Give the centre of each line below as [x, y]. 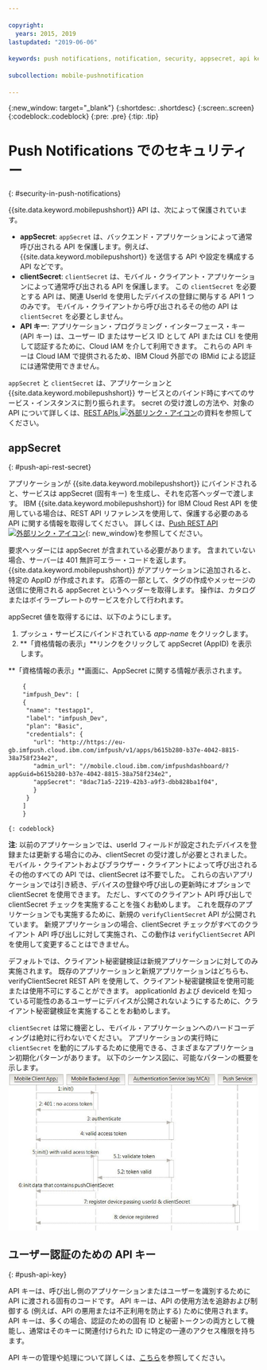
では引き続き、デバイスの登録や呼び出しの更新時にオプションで [147, 884]
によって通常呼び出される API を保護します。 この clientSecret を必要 [141, 286]
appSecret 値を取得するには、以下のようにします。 [92, 617]
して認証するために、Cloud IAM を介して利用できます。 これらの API [132, 345]
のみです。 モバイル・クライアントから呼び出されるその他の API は [129, 306]
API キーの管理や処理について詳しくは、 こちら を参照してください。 [119, 1357]
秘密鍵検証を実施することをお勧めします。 [105, 1011]
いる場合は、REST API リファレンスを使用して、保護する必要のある [139, 513]
